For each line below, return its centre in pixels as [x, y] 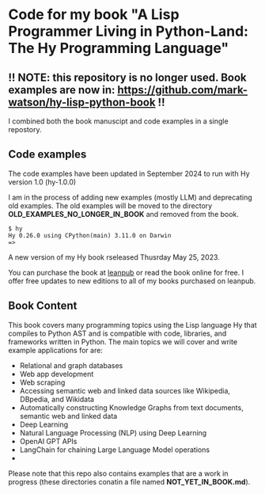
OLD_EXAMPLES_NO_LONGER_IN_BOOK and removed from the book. [124, 214]
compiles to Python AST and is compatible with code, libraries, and [117, 333]
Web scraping [42, 382]
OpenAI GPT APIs [48, 441]
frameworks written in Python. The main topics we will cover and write [123, 341]
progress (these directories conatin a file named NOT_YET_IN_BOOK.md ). [129, 481]
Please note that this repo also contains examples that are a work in [118, 473]
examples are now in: [62, 90]
